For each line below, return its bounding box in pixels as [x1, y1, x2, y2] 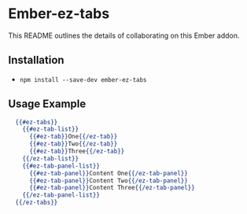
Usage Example [8, 98, 87, 111]
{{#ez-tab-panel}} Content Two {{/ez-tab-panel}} [28, 176, 189, 185]
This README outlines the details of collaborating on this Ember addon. [8, 31, 240, 40]
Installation [8, 53, 65, 67]
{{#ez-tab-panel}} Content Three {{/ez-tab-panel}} [28, 184, 195, 192]
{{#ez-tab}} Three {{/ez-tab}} [28, 147, 125, 156]
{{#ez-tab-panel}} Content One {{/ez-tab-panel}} [28, 169, 189, 177]
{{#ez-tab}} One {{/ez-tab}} [28, 133, 118, 141]
